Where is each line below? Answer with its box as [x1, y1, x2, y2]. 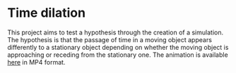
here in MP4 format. [7, 58, 66, 66]
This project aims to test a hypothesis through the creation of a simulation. [7, 28, 224, 36]
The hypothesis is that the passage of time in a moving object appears [7, 35, 212, 44]
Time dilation [7, 5, 86, 21]
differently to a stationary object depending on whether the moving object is [7, 43, 229, 51]
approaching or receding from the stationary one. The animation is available [7, 51, 228, 59]
